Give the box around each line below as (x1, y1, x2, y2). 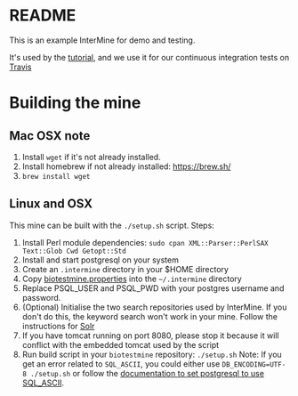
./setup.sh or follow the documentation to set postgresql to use (30, 368, 265, 378)
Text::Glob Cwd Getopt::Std (21, 246, 126, 255)
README (9, 5, 77, 26)
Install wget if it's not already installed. (21, 151, 162, 162)
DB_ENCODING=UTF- (221, 360, 286, 369)
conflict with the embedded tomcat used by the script (21, 339, 220, 350)
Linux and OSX (9, 197, 93, 212)
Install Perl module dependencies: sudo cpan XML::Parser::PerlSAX (21, 237, 269, 247)
